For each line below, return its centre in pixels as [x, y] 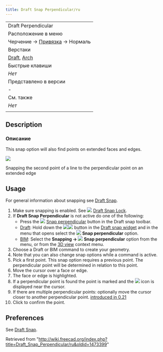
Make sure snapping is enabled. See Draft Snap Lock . [70, 211]
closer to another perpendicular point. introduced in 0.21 [70, 297]
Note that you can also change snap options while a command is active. [85, 255]
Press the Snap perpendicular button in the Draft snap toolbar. [86, 222]
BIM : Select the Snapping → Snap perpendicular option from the [89, 239]
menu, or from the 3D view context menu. [62, 244]
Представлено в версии [37, 81]
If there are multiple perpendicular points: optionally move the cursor [82, 292]
